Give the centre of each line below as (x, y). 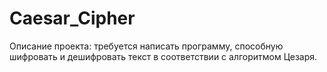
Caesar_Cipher (72, 18)
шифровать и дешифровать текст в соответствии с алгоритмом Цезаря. (163, 56)
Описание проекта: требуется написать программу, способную (146, 46)
